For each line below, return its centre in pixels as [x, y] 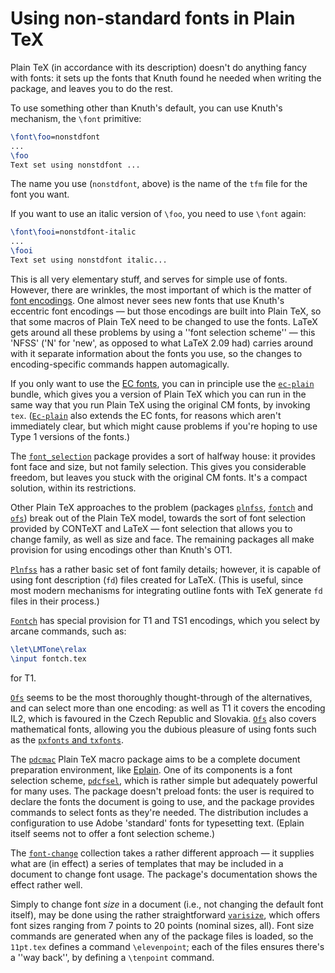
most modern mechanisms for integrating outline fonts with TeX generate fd [166, 590]
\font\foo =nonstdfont [55, 137]
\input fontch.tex [48, 658]
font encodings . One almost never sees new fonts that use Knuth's [147, 300]
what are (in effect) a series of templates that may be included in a [147, 863]
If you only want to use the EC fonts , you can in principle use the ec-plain [162, 383]
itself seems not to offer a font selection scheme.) [113, 833]
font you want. [40, 194]
